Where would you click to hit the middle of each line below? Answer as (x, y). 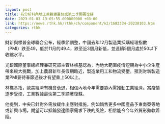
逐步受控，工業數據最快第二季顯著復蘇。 (46, 94)
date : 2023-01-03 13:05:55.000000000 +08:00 (51, 19)
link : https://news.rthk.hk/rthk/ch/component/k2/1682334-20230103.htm (80, 23)
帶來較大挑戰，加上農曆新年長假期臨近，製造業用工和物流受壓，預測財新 (78, 71)
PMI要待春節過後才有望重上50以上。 (46, 77)
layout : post (18, 10)
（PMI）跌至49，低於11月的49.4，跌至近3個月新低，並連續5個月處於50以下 (82, 49)
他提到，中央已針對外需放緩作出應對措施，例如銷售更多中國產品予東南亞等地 (82, 104)
